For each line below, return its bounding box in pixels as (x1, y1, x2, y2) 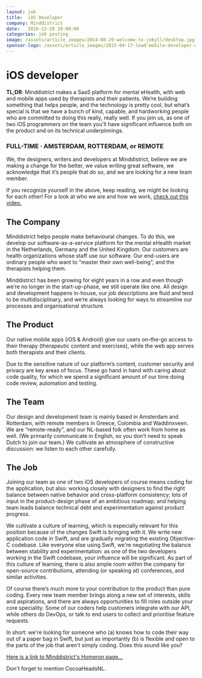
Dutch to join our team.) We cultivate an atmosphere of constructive (6, 439, 174, 446)
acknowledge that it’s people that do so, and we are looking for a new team (6, 168, 192, 176)
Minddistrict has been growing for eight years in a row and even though (6, 276, 183, 284)
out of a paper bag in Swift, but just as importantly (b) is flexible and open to (6, 635, 195, 642)
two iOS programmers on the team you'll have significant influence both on (6, 120, 192, 127)
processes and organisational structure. (6, 302, 105, 309)
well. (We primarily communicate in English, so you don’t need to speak (6, 432, 183, 439)
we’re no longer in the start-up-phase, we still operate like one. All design (6, 283, 188, 290)
